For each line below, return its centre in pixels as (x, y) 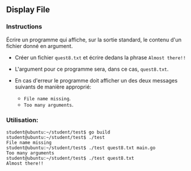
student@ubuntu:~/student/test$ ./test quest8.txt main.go (81, 148)
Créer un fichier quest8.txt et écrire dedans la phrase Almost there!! (100, 57)
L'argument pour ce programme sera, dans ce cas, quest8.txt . (92, 69)
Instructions (24, 27)
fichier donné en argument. (40, 46)
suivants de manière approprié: (53, 87)
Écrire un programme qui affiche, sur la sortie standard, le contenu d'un (94, 39)
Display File (28, 10)
